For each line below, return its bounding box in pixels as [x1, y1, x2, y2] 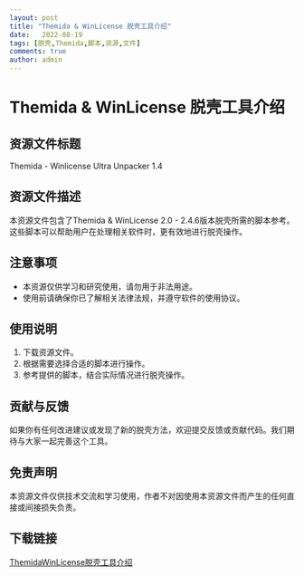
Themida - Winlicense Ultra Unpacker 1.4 [9, 160, 163, 171]
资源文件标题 [9, 136, 81, 151]
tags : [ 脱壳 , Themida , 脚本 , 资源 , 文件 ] [9, 38, 141, 48]
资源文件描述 [9, 189, 81, 205]
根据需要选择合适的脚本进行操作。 [22, 359, 150, 370]
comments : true [9, 47, 67, 56]
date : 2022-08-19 [9, 30, 83, 39]
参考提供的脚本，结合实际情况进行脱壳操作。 [22, 370, 190, 380]
